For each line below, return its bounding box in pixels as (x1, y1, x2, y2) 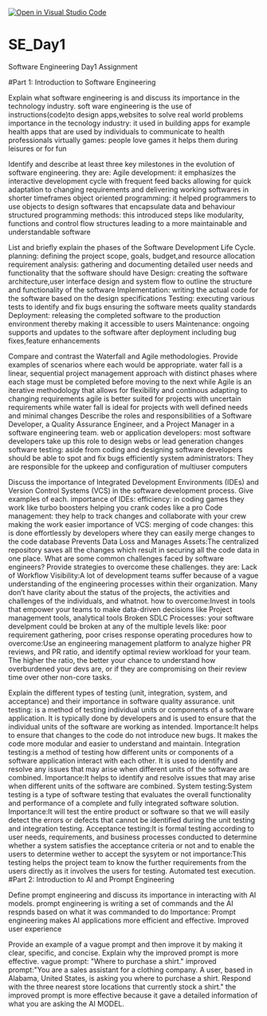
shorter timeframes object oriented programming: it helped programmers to (8, 192, 257, 203)
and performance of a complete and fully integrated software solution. (8, 798, 239, 808)
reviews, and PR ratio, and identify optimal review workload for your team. (8, 647, 251, 657)
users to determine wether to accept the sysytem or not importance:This (8, 849, 247, 859)
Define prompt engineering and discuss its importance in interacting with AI (8, 890, 257, 899)
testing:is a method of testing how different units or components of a (8, 747, 234, 756)
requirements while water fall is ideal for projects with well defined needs (8, 402, 249, 411)
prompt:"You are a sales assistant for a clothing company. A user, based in (8, 965, 253, 974)
